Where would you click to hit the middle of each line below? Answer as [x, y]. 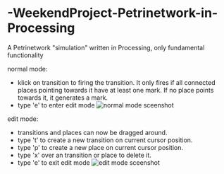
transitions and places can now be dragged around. [92, 132]
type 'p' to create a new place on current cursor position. [100, 147]
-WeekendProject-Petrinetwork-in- [113, 13]
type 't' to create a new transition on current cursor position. [105, 140]
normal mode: [27, 69]
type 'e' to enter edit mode [56, 105]
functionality [25, 55]
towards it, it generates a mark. [62, 98]
